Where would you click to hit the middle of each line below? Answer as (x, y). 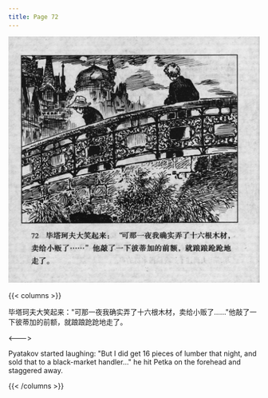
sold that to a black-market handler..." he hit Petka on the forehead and (125, 362)
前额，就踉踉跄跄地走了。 (85, 322)
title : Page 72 (33, 17)
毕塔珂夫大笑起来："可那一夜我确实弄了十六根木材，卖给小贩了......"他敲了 (129, 312)
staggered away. (36, 371)
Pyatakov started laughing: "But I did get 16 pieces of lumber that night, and (132, 354)
